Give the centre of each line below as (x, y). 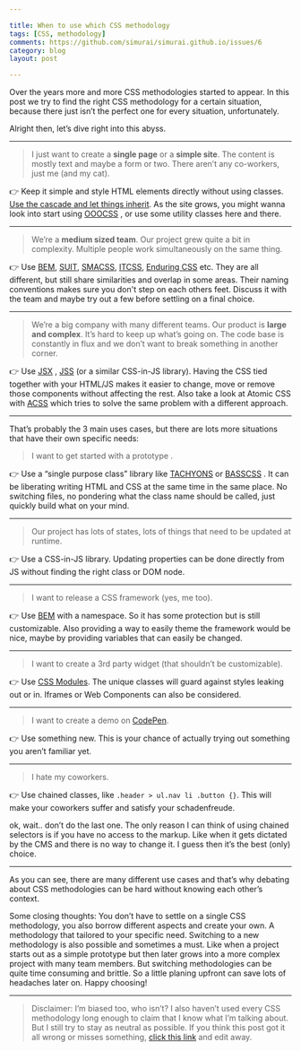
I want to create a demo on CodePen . (100, 721)
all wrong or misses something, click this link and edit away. (142, 1038)
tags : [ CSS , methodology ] (57, 34)
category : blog (38, 50)
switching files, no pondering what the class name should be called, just (142, 496)
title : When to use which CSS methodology (90, 25)
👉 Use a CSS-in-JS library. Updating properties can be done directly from (147, 559)
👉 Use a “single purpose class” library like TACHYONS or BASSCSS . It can (149, 474)
